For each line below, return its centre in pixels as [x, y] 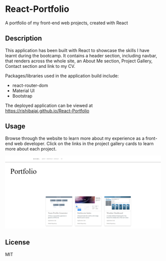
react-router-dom [30, 85]
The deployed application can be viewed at [49, 105]
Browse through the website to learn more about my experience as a [75, 138]
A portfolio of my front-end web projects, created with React [67, 23]
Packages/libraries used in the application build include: [62, 76]
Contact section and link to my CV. [40, 66]
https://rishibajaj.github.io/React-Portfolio [47, 110]
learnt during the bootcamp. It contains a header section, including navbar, [81, 55]
